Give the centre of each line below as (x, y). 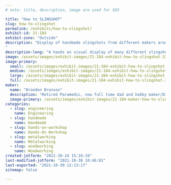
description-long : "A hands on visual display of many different (76, 52)
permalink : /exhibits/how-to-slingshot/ (49, 28)
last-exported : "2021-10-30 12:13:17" (46, 165)
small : (17, 66)
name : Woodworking (34, 151)
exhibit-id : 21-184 (26, 33)
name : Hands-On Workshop (41, 132)
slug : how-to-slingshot (31, 24)
